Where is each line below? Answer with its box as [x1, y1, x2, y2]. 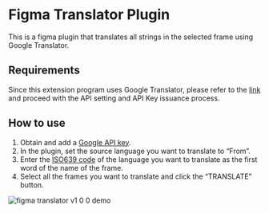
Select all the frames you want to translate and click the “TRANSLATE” [19, 172, 252, 181]
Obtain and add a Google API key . [19, 137, 131, 147]
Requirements [8, 64, 80, 77]
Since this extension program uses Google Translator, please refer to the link [8, 85, 261, 94]
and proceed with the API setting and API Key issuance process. [8, 93, 220, 103]
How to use [8, 116, 66, 130]
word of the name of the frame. [19, 163, 124, 172]
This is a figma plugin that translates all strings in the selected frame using [8, 32, 254, 41]
